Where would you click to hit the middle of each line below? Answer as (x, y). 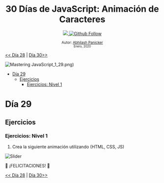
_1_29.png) (64, 64)
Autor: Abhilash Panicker (82, 43)
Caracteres (82, 19)
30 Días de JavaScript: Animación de (82, 9)
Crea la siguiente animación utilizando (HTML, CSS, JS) (68, 147)
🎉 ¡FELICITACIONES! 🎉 (28, 165)
